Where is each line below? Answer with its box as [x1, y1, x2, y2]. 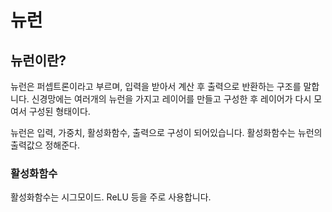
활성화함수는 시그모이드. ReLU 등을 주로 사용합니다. [10, 191, 212, 203]
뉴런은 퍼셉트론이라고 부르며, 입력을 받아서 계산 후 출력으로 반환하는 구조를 [10, 81, 302, 92]
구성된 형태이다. [28, 106, 91, 117]
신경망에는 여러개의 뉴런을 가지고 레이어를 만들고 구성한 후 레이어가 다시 [31, 93, 312, 105]
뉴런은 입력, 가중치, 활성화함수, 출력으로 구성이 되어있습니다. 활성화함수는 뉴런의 [10, 127, 323, 138]
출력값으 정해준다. [10, 139, 81, 151]
